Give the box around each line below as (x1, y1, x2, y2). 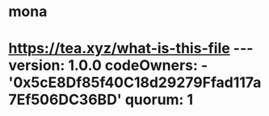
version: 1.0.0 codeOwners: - (8, 56, 208, 75)
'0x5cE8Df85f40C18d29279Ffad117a (8, 73, 262, 92)
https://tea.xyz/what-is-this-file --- (8, 39, 254, 58)
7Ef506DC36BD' (8, 91, 123, 109)
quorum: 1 (124, 91, 194, 109)
